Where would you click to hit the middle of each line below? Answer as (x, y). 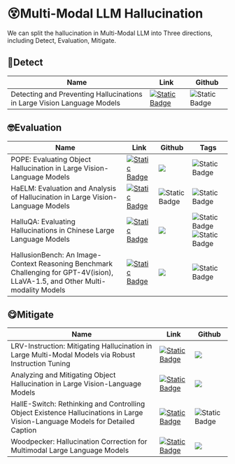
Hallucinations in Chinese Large (63, 230)
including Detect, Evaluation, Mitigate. (62, 40)
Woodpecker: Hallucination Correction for (79, 442)
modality (25, 289)
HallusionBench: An (43, 254)
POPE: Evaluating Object (51, 159)
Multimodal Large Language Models (70, 451)
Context (24, 264)
